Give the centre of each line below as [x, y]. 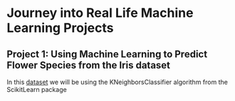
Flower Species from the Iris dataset [89, 65]
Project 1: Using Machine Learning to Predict [107, 54]
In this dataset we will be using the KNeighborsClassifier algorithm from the [117, 82]
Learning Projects [60, 28]
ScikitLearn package [37, 89]
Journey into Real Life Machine [100, 13]
